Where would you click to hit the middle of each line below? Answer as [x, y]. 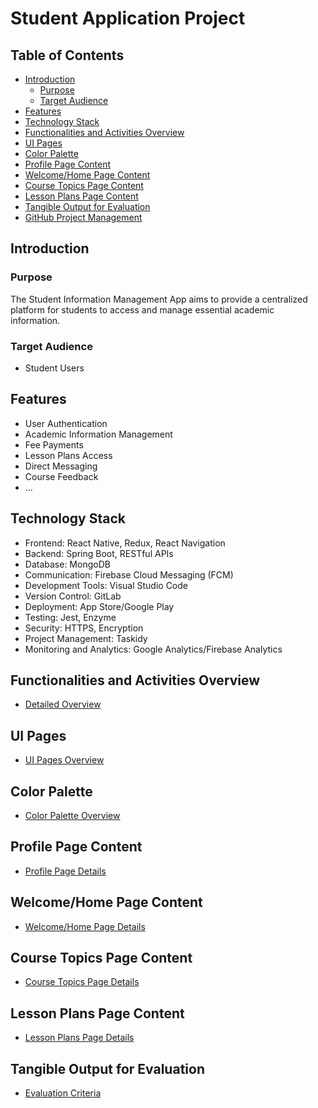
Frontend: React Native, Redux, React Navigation [125, 543]
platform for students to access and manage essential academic [142, 309]
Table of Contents [67, 55]
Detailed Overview [63, 704]
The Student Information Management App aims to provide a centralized [159, 299]
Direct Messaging [61, 466]
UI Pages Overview [64, 760]
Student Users [54, 368]
